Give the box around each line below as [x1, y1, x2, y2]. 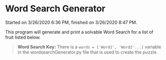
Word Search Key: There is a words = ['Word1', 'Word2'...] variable [17, 44, 161, 50]
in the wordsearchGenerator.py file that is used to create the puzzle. [17, 49, 158, 55]
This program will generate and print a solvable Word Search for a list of [5, 29, 153, 35]
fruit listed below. [5, 34, 41, 40]
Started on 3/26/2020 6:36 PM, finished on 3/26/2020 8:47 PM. [5, 19, 137, 25]
